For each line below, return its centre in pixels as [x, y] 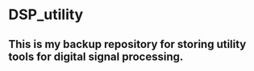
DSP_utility [46, 15]
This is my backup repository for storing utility [127, 44]
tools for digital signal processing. [96, 56]
